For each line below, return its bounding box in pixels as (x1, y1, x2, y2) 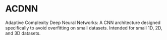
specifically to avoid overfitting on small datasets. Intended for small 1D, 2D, (5, 24, 162, 30)
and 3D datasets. (5, 30, 41, 36)
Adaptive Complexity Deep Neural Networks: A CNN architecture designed (5, 19, 160, 25)
